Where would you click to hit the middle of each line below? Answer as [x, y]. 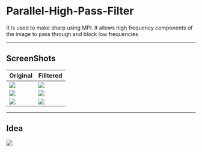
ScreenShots [31, 59]
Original [21, 75]
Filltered [50, 75]
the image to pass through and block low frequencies [72, 34]
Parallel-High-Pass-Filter [70, 11]
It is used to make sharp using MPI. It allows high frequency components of [100, 28]
